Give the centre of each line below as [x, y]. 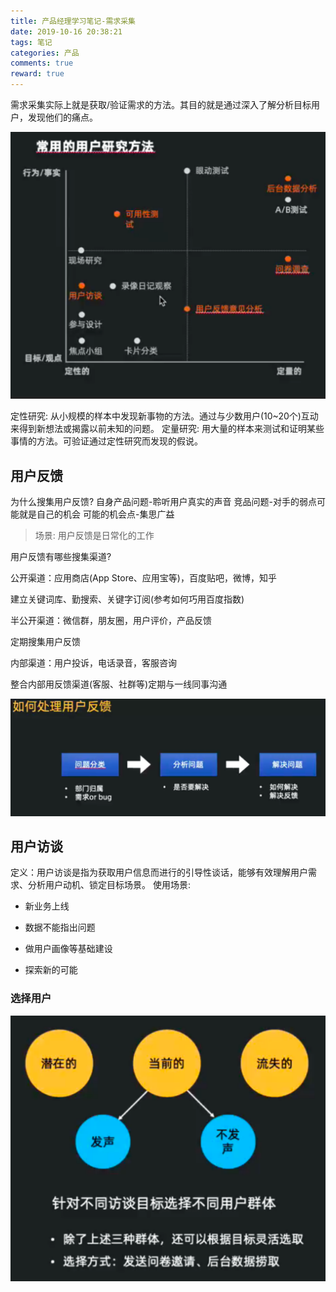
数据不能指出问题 [60, 927]
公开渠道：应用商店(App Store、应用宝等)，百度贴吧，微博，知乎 [143, 578]
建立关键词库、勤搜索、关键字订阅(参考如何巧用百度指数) [127, 599]
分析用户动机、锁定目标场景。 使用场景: [109, 885]
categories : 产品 [45, 53]
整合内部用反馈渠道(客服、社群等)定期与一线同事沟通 [119, 684]
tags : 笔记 [31, 42]
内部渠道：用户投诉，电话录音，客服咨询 [93, 663]
